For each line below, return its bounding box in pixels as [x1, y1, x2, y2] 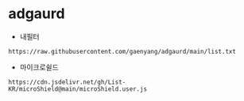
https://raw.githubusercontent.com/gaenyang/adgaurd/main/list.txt [8, 47, 237, 55]
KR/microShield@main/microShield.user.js [8, 84, 148, 93]
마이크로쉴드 [19, 62, 60, 72]
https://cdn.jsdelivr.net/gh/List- [8, 78, 126, 86]
